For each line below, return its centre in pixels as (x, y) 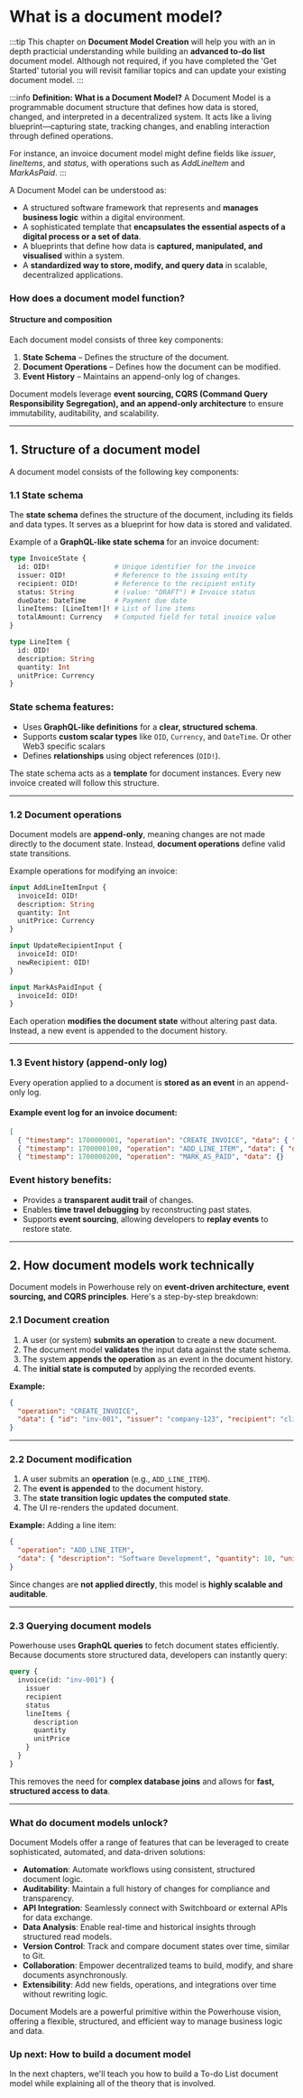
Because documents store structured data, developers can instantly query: (148, 1655)
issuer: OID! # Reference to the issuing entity (133, 575)
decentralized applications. (73, 275)
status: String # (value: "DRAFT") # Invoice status (137, 592)
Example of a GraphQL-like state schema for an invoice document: (134, 542)
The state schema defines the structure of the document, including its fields (151, 515)
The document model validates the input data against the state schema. (156, 1349)
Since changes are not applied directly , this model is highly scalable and (146, 1584)
